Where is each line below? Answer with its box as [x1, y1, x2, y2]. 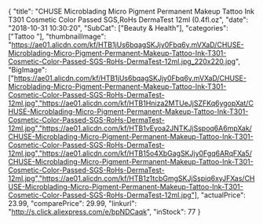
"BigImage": [8, 65, 47, 74]
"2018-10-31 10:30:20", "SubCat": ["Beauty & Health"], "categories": [8, 24, 229, 32]
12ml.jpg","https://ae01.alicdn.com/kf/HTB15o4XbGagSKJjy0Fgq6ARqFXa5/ [8, 149, 253, 158]
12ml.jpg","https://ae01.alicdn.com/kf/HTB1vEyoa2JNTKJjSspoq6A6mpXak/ [8, 123, 253, 133]
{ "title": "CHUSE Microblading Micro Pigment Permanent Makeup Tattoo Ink [8, 7, 255, 16]
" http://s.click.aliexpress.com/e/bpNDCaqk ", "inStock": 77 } [8, 207, 201, 216]
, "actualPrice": [196, 190, 246, 200]
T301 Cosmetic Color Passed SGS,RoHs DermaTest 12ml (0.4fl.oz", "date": [8, 15, 249, 24]
